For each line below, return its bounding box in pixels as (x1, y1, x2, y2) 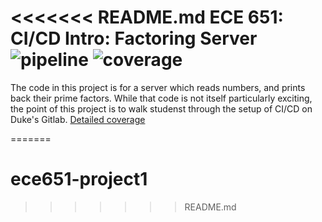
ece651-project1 (10, 168, 148, 191)
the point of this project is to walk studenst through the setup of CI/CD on (10, 102, 313, 115)
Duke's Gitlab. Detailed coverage (10, 113, 146, 125)
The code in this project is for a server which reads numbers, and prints (10, 81, 306, 93)
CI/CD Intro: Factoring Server (10, 27, 258, 50)
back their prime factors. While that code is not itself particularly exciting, (10, 92, 313, 104)
